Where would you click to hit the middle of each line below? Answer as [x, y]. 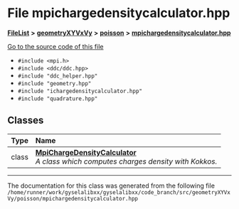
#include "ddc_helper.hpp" [58, 76]
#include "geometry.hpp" [54, 83]
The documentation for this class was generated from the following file [111, 186]
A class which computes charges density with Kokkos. [126, 161]
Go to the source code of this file [55, 46]
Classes [26, 120]
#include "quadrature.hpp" [58, 98]
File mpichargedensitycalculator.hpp [119, 13]
